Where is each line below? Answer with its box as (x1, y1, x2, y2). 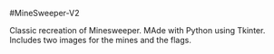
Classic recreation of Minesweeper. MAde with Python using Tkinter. (9, 25, 266, 35)
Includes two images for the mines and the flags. (9, 35, 192, 45)
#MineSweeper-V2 (9, 8, 80, 18)
